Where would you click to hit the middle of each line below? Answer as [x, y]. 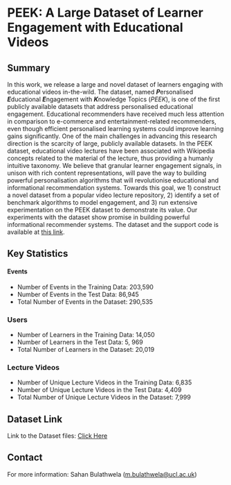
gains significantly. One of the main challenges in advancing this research [112, 136]
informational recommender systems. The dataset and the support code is [113, 224]
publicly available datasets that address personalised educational [100, 107]
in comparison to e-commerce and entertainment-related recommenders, [112, 121]
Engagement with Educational [95, 27]
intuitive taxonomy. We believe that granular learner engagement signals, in [114, 165]
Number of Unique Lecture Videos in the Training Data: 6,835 [104, 382]
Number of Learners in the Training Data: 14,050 [86, 334]
